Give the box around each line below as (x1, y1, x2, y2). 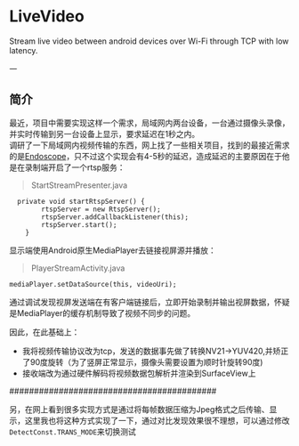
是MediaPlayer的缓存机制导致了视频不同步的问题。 (9, 307, 196, 318)
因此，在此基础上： (9, 327, 80, 337)
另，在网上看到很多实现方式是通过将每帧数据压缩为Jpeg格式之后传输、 (9, 403, 270, 415)
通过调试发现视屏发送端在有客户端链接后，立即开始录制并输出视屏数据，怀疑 (9, 296, 290, 307)
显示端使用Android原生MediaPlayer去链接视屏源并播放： (9, 245, 216, 255)
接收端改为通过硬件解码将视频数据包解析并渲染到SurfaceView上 (21, 368, 256, 378)
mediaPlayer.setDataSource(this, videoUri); (9, 280, 177, 288)
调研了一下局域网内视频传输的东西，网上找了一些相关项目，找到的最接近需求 (9, 140, 290, 150)
